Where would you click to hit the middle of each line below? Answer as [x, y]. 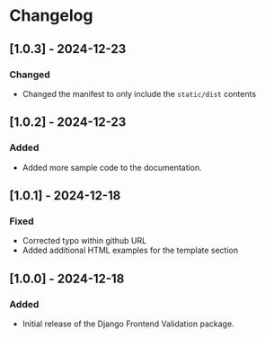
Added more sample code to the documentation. [112, 167]
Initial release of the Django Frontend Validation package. [128, 324]
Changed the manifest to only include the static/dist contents [139, 93]
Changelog [51, 16]
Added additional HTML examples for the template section [130, 250]
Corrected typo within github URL [84, 241]
